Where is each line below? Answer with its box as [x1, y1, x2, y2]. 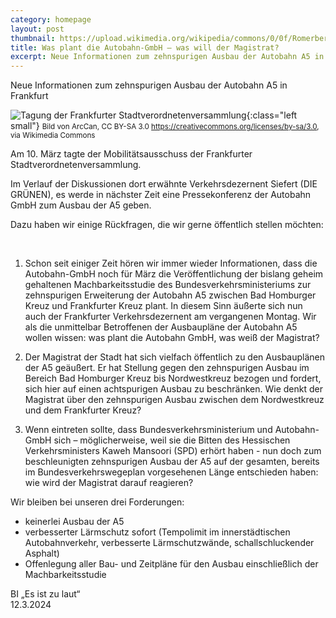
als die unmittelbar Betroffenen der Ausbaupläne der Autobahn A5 [24, 321, 298, 333]
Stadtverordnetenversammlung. [10, 159, 142, 171]
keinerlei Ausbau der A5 [24, 516, 125, 528]
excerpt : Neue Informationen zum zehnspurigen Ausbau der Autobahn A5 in [10, 52, 325, 62]
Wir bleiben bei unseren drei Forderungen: [10, 496, 185, 508]
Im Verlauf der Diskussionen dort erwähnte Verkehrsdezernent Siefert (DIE [10, 178, 318, 190]
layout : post [10, 24, 65, 34]
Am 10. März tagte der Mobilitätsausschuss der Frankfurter [10, 148, 253, 160]
